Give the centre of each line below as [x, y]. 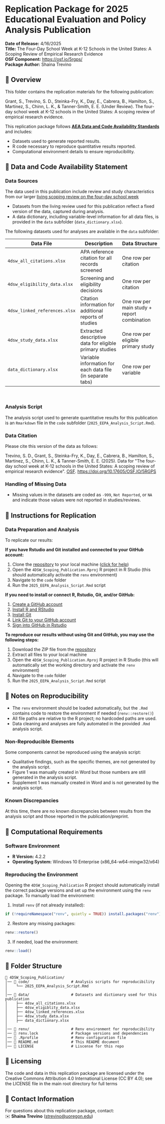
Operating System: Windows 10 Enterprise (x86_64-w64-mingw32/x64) [86, 862]
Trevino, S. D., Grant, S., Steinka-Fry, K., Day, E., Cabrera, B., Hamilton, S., [80, 456]
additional [92, 311]
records [89, 264]
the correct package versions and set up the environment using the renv [78, 890]
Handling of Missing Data [36, 484]
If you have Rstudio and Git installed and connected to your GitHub [74, 550]
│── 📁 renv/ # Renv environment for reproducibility [80, 1029]
